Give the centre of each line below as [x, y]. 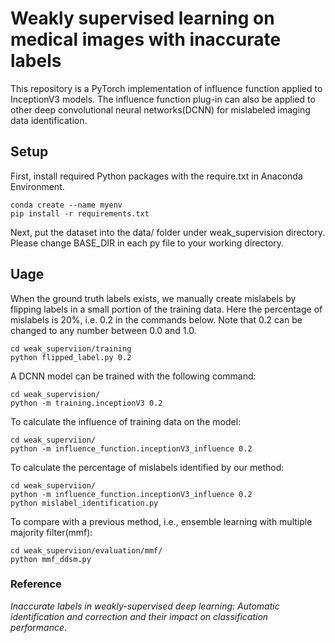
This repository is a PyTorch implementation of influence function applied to [166, 88]
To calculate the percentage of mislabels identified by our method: [147, 467]
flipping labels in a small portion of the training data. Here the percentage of [166, 309]
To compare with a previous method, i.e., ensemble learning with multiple [161, 521]
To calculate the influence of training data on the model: [126, 421]
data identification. [49, 120]
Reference [36, 584]
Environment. [37, 186]
